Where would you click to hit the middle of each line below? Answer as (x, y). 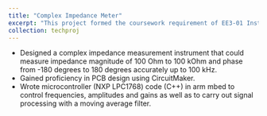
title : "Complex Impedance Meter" (66, 15)
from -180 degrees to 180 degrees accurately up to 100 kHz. (118, 70)
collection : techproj (44, 30)
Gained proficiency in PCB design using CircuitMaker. (107, 78)
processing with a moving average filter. (85, 103)
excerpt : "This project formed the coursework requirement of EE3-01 (126, 23)
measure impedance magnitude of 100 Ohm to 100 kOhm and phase (131, 61)
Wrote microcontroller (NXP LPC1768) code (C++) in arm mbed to (127, 87)
